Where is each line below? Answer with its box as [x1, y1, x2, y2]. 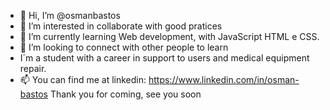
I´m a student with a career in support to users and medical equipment [19, 52, 310, 64]
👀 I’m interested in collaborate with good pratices [19, 20, 223, 32]
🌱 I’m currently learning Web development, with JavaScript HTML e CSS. [19, 31, 320, 42]
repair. [19, 63, 47, 74]
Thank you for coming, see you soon [49, 88, 202, 100]
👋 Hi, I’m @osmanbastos [19, 10, 121, 21]
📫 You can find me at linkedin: [19, 74, 147, 85]
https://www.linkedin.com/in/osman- [148, 74, 300, 85]
